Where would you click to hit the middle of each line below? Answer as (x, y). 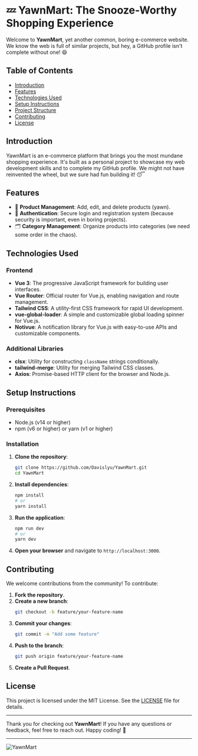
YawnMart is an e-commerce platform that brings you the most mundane (95, 155)
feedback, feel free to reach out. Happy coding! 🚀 (66, 730)
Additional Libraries (35, 348)
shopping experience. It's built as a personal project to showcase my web (95, 162)
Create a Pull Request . (42, 667)
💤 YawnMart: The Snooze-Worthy (92, 10)
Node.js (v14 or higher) (42, 423)
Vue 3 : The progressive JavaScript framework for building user (91, 283)
